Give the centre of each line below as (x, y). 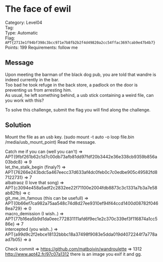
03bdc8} (14, 162)
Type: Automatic (21, 33)
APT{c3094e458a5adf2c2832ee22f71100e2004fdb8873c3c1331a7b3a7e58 (81, 187)
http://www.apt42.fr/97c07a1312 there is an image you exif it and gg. (73, 254)
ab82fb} (13, 193)
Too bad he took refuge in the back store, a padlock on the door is (71, 85)
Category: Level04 (24, 22)
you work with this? (25, 100)
